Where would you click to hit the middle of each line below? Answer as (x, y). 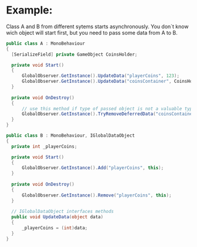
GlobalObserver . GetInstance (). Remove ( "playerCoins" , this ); (96, 195)
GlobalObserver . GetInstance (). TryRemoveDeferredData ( (89, 114)
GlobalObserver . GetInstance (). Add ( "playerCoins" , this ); (93, 168)
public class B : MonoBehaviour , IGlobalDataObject (70, 136)
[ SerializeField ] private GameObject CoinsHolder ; (74, 54)
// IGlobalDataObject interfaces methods (63, 212)
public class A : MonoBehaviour (45, 43)
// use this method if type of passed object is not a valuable (102, 109)
